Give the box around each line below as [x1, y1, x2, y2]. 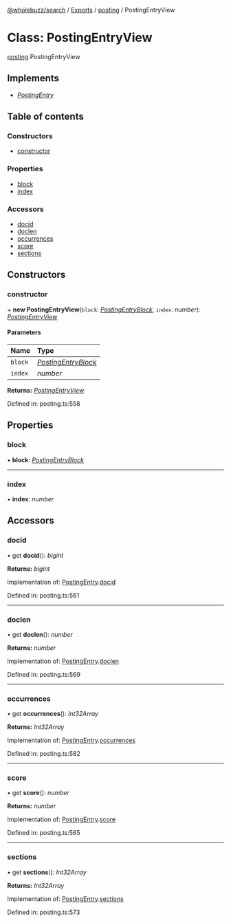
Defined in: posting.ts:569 [7, 670, 81, 678]
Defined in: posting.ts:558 [7, 399, 80, 408]
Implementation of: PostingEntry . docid [7, 578, 115, 586]
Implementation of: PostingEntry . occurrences [7, 736, 136, 745]
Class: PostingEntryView [7, 30, 153, 45]
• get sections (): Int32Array [7, 868, 87, 876]
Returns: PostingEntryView [7, 386, 85, 394]
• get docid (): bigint [7, 551, 64, 559]
